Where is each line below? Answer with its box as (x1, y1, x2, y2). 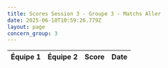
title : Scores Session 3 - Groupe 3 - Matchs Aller (7, 10, 161, 18)
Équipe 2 (48, 52, 78, 62)
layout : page (7, 23, 45, 30)
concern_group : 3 (7, 29, 58, 37)
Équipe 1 (10, 52, 41, 62)
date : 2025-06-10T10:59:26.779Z (7, 17, 101, 24)
